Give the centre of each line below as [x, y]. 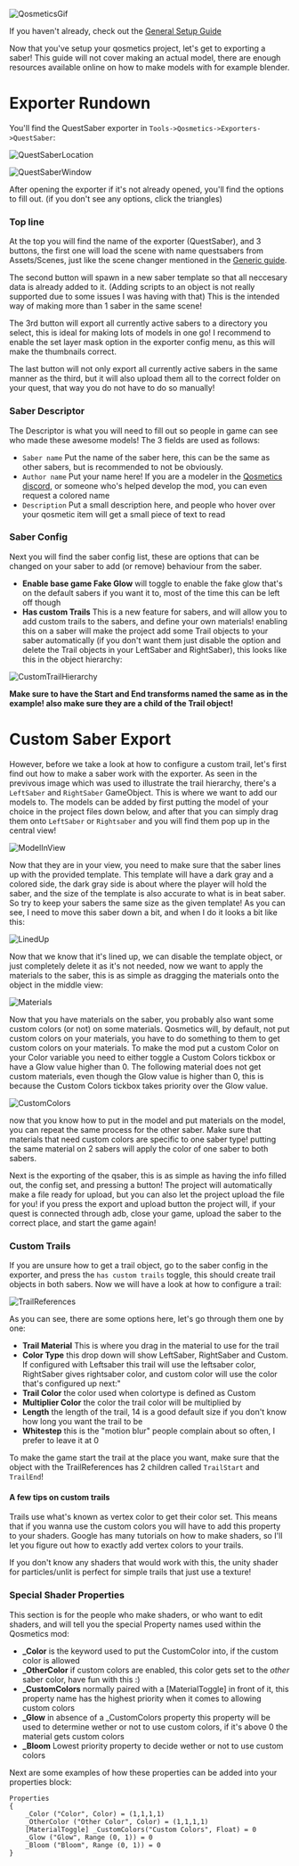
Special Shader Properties [67, 1595]
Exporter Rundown [80, 103]
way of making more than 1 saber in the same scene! [106, 306]
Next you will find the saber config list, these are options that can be [134, 557]
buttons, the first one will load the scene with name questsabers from [137, 251]
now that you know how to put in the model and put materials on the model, [148, 1120]
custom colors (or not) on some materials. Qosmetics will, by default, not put [149, 1028]
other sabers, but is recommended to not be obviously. [123, 466]
